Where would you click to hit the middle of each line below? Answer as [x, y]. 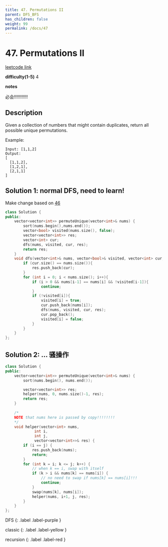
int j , [41, 436]
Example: [15, 140]
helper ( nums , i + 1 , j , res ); [61, 496]
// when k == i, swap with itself [68, 469]
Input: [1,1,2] [21, 149]
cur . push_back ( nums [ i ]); [67, 305]
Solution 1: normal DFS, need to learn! [65, 191]
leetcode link [18, 67]
